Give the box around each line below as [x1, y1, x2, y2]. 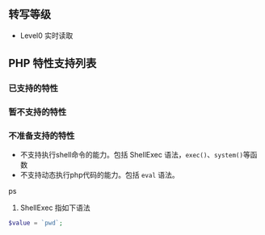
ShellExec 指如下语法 [19, 203, 90, 212]
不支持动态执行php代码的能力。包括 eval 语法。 [19, 170, 179, 180]
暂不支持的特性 [8, 107, 67, 118]
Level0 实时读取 [19, 31, 74, 40]
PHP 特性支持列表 [8, 57, 97, 70]
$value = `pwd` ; [8, 219, 63, 228]
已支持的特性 [8, 83, 59, 94]
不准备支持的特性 [8, 130, 75, 141]
